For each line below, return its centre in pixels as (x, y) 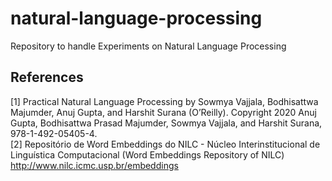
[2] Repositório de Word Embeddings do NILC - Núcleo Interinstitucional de (165, 144)
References (47, 77)
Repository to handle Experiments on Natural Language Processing (148, 46)
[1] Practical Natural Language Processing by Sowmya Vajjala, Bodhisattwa (164, 101)
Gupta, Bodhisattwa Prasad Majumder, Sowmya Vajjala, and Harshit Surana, (166, 123)
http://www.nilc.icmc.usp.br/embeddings (94, 165)
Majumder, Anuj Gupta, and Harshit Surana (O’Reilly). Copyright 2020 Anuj (163, 112)
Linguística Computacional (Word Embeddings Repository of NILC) (147, 154)
